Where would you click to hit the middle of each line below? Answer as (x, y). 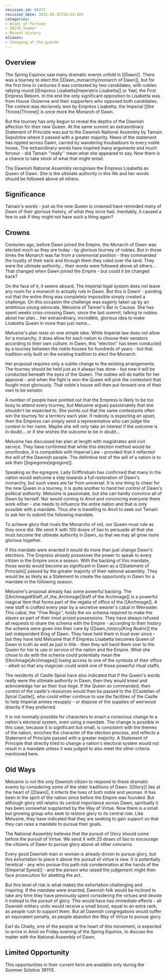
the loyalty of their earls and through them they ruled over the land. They (80, 260)
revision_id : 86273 (25, 10)
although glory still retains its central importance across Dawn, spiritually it (82, 803)
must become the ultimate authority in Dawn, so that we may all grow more (82, 535)
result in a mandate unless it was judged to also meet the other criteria (78, 748)
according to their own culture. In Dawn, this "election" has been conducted (83, 344)
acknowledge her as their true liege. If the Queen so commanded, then (78, 686)
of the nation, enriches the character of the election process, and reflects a (82, 733)
